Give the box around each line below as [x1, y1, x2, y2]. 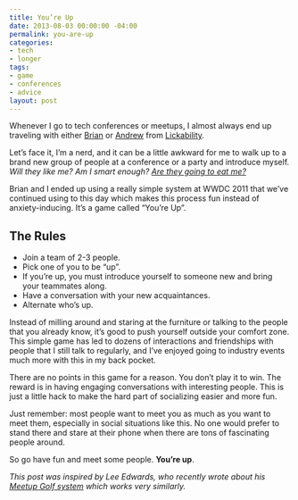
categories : [9, 37, 54, 47]
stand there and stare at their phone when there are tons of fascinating [9, 428, 269, 438]
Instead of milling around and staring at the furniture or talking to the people [9, 317, 288, 328]
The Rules [9, 229, 67, 244]
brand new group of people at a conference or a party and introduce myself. [9, 157, 290, 168]
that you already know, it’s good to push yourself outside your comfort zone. [9, 327, 290, 337]
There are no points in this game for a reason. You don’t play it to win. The [9, 372, 282, 383]
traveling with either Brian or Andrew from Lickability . [9, 130, 205, 141]
